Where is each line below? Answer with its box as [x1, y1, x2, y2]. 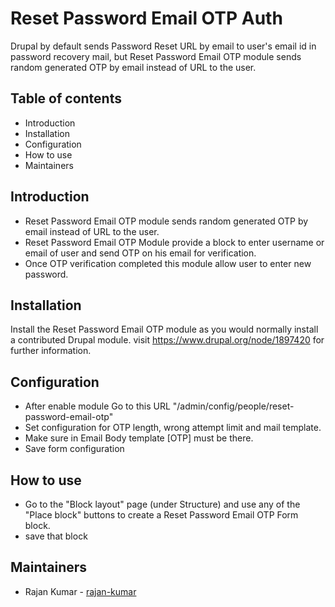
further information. [10, 345, 92, 357]
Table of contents [10, 90, 122, 107]
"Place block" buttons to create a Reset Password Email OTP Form [24, 509, 299, 521]
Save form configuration [24, 443, 125, 455]
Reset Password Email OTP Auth [10, 7, 283, 30]
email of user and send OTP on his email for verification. [24, 247, 257, 259]
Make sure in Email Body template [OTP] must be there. [24, 432, 254, 444]
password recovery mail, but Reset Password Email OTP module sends [10, 50, 302, 62]
